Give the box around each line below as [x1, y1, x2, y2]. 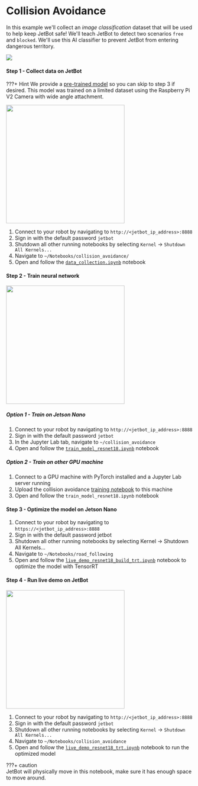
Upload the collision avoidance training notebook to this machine [14, 486, 173, 493]
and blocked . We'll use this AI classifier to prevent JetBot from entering [6, 36, 178, 43]
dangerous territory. [6, 43, 55, 50]
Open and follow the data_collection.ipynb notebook [14, 259, 146, 266]
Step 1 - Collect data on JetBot [6, 67, 82, 75]
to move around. [6, 774, 46, 781]
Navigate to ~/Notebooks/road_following [14, 550, 113, 557]
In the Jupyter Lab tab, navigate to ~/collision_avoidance [14, 438, 155, 445]
